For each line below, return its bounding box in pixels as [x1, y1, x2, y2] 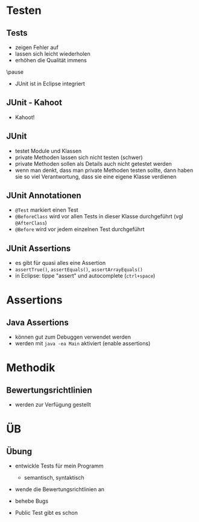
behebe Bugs [14, 497, 49, 505]
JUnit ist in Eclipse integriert [14, 80, 86, 87]
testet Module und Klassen [14, 147, 82, 154]
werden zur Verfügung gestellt [14, 401, 92, 408]
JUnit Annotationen [6, 191, 81, 201]
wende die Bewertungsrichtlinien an [14, 486, 104, 493]
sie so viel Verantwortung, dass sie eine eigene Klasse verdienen [14, 173, 177, 180]
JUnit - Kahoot [6, 97, 62, 108]
